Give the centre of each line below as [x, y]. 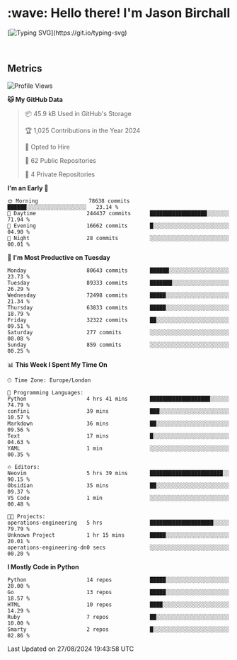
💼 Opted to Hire [47, 147]
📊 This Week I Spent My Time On [57, 364]
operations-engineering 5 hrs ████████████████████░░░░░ [118, 523]
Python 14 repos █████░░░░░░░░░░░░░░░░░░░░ [118, 580]
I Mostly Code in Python [43, 567]
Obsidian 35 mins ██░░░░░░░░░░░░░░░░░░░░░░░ [118, 485]
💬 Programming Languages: [45, 392]
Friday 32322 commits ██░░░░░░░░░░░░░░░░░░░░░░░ [118, 320]
